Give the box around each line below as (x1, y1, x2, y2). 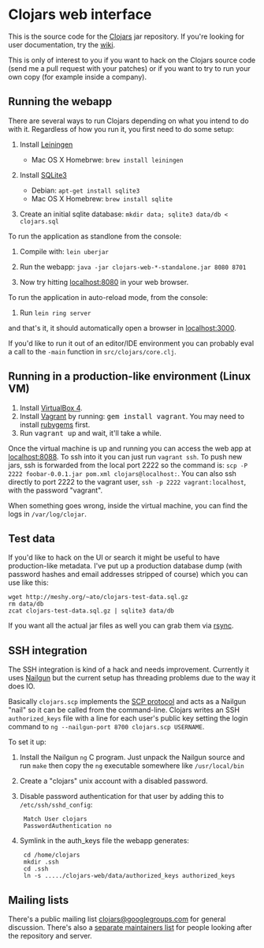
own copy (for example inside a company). (8, 72, 147, 81)
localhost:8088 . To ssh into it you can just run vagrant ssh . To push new (8, 452, 243, 461)
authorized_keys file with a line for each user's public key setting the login (8, 714, 248, 723)
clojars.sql (19, 217, 59, 226)
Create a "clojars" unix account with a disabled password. (19, 776, 208, 786)
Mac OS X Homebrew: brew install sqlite (31, 193, 173, 203)
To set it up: (8, 737, 47, 747)
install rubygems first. (19, 420, 91, 429)
